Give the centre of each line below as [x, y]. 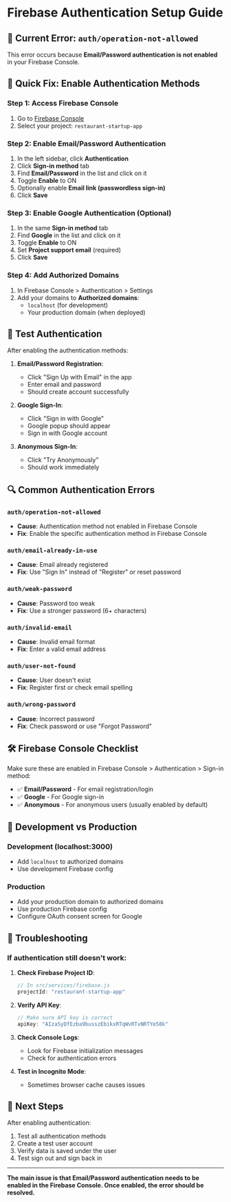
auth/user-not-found [42, 666]
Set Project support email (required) [69, 250]
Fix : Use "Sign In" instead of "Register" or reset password [99, 572]
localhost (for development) [68, 305]
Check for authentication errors [72, 1058]
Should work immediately [63, 468]
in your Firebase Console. [44, 62]
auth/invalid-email [40, 628]
